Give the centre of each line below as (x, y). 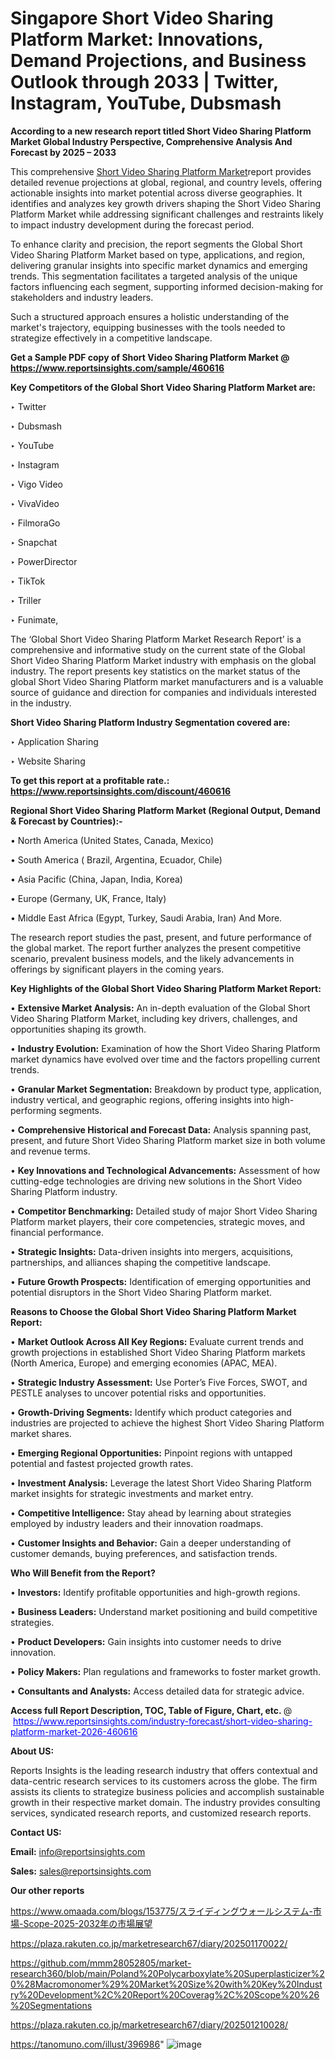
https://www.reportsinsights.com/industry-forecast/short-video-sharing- (162, 1721)
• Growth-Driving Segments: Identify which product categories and (151, 1412)
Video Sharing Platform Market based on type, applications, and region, (158, 254)
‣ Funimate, (34, 619)
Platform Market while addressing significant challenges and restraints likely (167, 214)
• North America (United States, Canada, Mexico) (112, 840)
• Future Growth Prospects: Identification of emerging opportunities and (161, 1281)
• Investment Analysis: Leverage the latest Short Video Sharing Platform (161, 1483)
